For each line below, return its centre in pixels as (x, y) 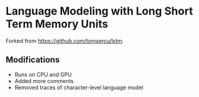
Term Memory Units (57, 24)
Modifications (33, 60)
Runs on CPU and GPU (43, 75)
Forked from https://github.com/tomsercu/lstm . (65, 41)
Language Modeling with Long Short (100, 11)
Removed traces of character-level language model (79, 87)
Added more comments (44, 81)
